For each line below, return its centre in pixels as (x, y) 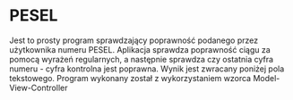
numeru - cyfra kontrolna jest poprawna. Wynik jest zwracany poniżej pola (147, 69)
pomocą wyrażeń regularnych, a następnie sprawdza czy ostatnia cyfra (142, 59)
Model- (267, 78)
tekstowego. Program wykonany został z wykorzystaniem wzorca (130, 78)
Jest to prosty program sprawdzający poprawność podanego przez (134, 40)
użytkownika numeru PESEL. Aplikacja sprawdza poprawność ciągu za (140, 49)
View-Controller (39, 87)
